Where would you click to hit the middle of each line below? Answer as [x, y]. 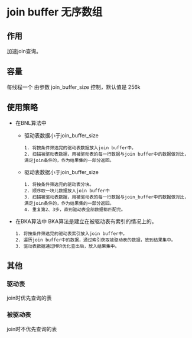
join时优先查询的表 [29, 298]
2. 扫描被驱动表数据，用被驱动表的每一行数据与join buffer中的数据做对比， [106, 154]
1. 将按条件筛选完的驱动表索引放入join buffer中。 [71, 234]
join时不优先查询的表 [32, 329]
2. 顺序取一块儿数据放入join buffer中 [67, 191]
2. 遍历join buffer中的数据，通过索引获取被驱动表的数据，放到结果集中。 [95, 240]
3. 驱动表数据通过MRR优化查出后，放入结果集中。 [67, 246]
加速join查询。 [24, 51]
